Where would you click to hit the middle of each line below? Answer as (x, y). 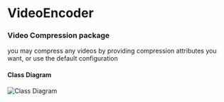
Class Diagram (30, 75)
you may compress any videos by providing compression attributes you (112, 51)
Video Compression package (59, 36)
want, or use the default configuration (63, 58)
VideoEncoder (50, 13)
